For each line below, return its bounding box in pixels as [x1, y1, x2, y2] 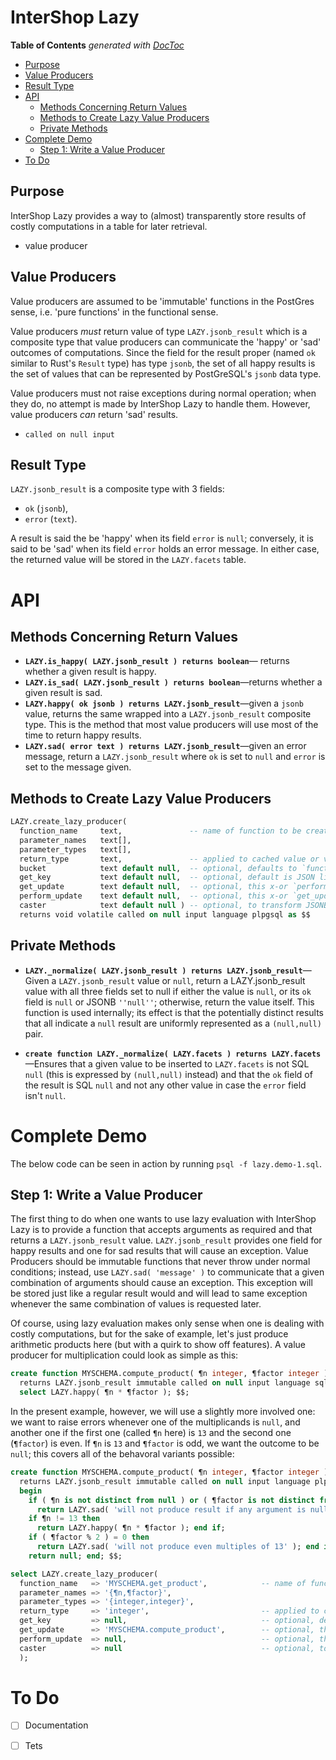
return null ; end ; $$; [28, 1551, 123, 1561]
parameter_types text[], [19, 844, 132, 855]
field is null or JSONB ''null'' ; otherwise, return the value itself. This [24, 996, 315, 1008]
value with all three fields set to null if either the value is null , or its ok [24, 985, 312, 997]
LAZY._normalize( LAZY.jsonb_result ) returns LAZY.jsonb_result [24, 966, 303, 976]
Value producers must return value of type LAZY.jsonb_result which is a [10, 325, 308, 337]
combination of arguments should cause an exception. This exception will [10, 1277, 313, 1289]
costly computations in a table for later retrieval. [10, 220, 208, 232]
